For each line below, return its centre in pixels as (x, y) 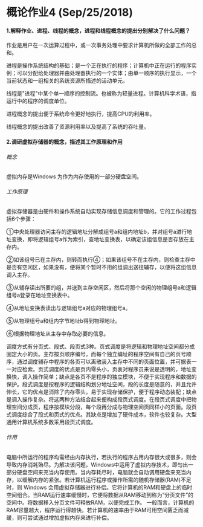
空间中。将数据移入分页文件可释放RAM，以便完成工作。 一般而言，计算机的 (100, 502)
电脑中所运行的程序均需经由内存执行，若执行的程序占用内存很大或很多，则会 (101, 457)
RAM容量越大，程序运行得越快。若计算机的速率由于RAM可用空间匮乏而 (95, 510)
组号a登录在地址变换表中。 (40, 295)
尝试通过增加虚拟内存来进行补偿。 (69, 517)
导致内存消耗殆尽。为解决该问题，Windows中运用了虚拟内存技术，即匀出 (97, 464)
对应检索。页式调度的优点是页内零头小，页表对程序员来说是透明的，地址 (101, 369)
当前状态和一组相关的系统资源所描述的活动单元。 (67, 81)
